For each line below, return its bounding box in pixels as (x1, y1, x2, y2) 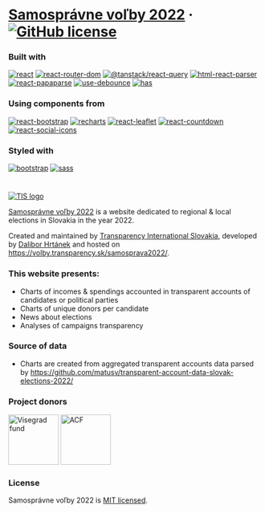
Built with (8, 51, 47, 63)
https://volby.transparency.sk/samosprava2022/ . (8, 248, 170, 258)
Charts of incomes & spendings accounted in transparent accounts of (19, 287, 251, 296)
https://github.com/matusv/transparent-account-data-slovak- (30, 367, 234, 377)
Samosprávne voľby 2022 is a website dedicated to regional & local (8, 207, 231, 217)
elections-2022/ (19, 376, 74, 385)
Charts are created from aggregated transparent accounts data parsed (19, 359, 255, 368)
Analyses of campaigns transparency (19, 320, 144, 330)
